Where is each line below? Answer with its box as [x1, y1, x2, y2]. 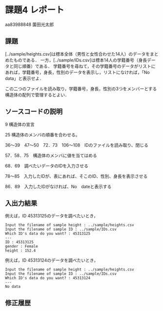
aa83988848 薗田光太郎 [5, 21, 54, 27]
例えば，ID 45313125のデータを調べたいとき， [5, 213, 99, 219]
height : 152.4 [5, 248, 36, 253]
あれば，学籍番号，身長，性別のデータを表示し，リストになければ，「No [5, 69, 150, 75]
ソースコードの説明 [5, 108, 62, 116]
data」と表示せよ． [5, 75, 44, 81]
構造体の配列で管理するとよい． [5, 92, 69, 97]
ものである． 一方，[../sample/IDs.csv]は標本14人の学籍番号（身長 [13, 57, 147, 63]
